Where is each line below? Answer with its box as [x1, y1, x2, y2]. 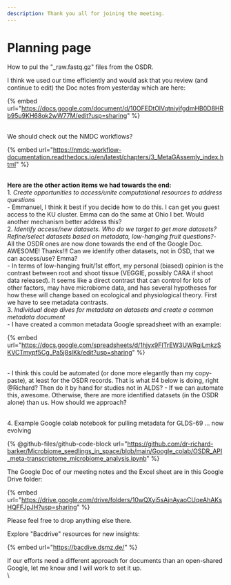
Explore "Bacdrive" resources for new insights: [7, 529, 140, 538]
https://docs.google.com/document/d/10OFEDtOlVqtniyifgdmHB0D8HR [21, 104, 224, 112]
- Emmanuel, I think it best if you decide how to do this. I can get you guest [7, 203, 220, 211]
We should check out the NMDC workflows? [7, 132, 133, 140]
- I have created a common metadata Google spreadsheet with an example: [7, 320, 222, 328]
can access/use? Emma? [7, 254, 78, 262]
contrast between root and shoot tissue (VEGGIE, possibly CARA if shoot [7, 268, 214, 277]
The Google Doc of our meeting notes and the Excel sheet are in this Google [7, 467, 224, 476]
